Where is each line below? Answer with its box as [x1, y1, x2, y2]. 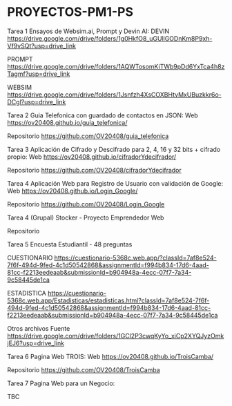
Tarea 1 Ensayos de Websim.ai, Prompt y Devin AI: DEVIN [7, 27, 170, 35]
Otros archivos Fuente [7, 324, 70, 332]
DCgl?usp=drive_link [7, 97, 66, 106]
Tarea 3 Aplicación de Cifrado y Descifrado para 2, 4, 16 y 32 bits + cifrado [7, 145, 221, 153]
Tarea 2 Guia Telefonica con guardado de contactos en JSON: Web [7, 111, 198, 119]
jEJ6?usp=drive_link [7, 339, 64, 347]
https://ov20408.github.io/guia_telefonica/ [7, 118, 128, 126]
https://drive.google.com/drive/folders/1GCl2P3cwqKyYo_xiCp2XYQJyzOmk [7, 331, 224, 340]
